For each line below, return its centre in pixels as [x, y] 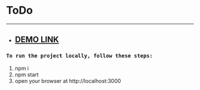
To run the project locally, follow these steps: [79, 56]
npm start [26, 75]
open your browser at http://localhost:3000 [68, 80]
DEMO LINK [37, 40]
